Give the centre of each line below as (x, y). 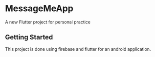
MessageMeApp (39, 9)
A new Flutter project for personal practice (48, 22)
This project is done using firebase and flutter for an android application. (78, 49)
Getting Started (29, 37)
